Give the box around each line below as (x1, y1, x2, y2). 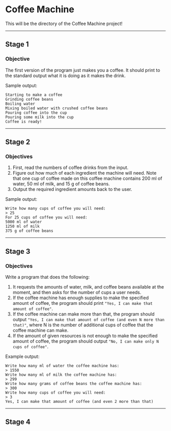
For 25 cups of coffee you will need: (5, 215, 88, 220)
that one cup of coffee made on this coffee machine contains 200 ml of (12, 175, 162, 182)
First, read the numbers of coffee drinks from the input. (12, 164, 129, 171)
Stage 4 (5, 418, 31, 426)
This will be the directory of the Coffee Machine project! (5, 20, 123, 27)
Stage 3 (5, 247, 31, 256)
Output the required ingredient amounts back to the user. (12, 186, 132, 193)
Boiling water (5, 101, 36, 106)
